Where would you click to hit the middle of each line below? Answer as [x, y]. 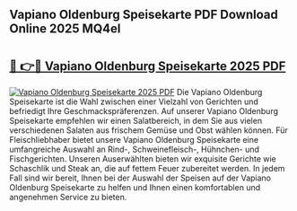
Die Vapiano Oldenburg [219, 92]
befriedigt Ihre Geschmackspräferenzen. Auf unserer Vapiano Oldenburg [144, 111]
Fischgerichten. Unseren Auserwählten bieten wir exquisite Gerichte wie [143, 159]
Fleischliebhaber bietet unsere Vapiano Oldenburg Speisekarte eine [134, 140]
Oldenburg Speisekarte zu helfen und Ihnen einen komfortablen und [135, 187]
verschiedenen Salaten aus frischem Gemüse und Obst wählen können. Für [149, 130]
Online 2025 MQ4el [65, 29]
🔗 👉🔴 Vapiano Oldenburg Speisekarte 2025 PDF [148, 66]
